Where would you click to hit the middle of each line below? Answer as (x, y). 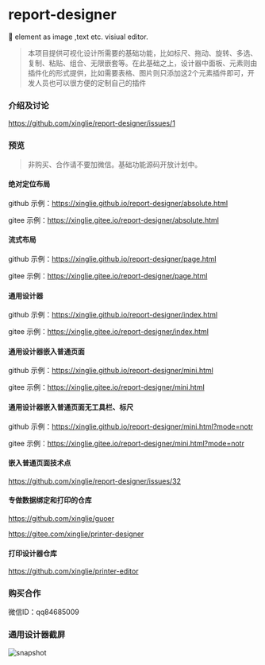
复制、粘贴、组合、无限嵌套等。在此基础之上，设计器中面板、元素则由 (142, 63)
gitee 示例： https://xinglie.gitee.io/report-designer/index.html (108, 332)
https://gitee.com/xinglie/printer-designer (76, 534)
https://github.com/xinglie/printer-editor (73, 571)
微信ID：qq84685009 (44, 612)
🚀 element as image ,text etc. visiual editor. (78, 37)
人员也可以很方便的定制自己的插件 (90, 83)
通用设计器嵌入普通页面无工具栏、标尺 (71, 406)
